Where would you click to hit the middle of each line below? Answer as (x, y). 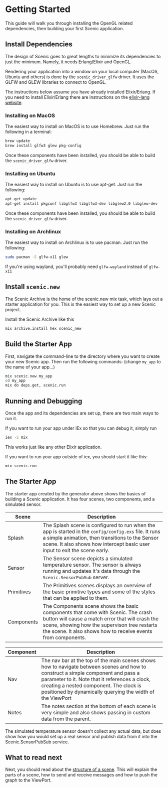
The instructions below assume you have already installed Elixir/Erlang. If (80, 92)
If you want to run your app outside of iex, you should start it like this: (76, 456)
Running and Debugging (44, 401)
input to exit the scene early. (76, 550)
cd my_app (15, 381)
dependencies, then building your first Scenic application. (64, 28)
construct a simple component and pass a (90, 673)
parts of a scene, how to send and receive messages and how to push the (81, 775)
